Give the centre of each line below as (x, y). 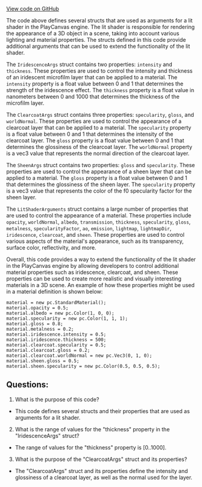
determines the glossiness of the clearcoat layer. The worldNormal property (99, 147)
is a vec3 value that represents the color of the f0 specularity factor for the (99, 191)
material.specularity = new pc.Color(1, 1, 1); (67, 319)
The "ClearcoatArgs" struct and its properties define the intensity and (101, 471)
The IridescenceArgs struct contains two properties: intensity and (90, 64)
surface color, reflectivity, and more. (51, 247)
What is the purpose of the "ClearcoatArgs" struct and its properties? (101, 459)
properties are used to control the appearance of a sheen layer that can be (99, 171)
